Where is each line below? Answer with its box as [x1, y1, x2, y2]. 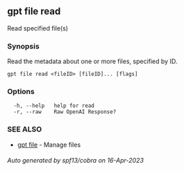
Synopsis [7, 41, 40, 51]
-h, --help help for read [13, 102, 95, 110]
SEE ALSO [7, 124, 42, 134]
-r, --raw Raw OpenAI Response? [13, 108, 117, 115]
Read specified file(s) [7, 24, 68, 32]
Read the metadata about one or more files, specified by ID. [7, 57, 178, 65]
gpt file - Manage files [17, 140, 81, 149]
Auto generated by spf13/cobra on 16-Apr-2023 [7, 156, 144, 165]
